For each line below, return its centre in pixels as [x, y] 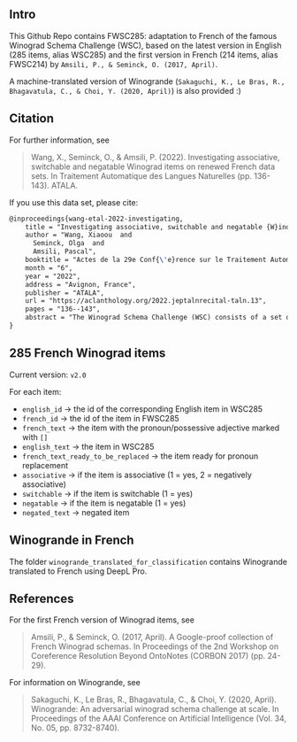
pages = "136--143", [63, 309]
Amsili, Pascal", [65, 251]
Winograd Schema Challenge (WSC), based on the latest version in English [145, 45]
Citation [32, 119]
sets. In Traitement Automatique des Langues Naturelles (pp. [141, 175]
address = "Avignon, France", [81, 284]
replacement [45, 465]
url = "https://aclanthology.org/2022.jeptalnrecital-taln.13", [146, 301]
